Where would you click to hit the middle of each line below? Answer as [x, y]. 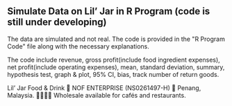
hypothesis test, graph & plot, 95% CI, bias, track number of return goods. [113, 74]
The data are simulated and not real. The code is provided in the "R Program [116, 39]
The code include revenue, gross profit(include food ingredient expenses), [114, 60]
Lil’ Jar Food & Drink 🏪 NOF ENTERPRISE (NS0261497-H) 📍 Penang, [104, 88]
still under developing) [57, 23]
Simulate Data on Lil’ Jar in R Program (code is [109, 11]
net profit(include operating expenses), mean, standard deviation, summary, [116, 67]
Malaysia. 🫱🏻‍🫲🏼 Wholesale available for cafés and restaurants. [97, 95]
